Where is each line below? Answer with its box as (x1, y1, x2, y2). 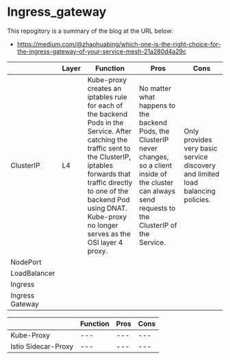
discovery (183, 160, 216, 170)
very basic (183, 143, 218, 153)
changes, (139, 152, 169, 162)
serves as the (87, 229, 131, 238)
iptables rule (87, 92, 128, 101)
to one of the (87, 186, 129, 196)
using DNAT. (87, 203, 128, 213)
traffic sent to (87, 143, 131, 153)
